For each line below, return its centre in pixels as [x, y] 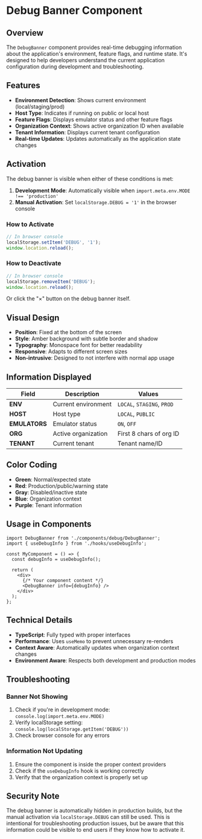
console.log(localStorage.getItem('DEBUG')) [72, 730]
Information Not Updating [45, 751]
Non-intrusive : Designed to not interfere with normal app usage [95, 358]
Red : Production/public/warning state [62, 486]
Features [23, 86]
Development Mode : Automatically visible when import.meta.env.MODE [103, 190]
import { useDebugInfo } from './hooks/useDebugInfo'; [77, 543]
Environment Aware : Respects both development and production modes [105, 660]
